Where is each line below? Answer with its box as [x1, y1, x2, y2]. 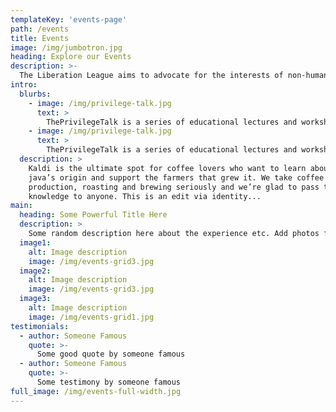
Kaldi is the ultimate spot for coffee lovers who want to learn [28, 163, 307, 173]
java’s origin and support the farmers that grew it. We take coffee [28, 172, 325, 183]
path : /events [10, 24, 70, 34]
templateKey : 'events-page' [10, 14, 128, 25]
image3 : [19, 294, 52, 304]
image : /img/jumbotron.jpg [10, 42, 123, 53]
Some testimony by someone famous [36, 377, 182, 387]
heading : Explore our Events [10, 52, 132, 62]
